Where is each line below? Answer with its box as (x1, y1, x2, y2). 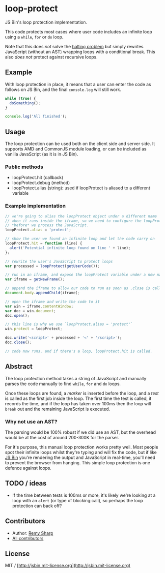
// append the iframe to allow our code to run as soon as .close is (5, 286, 151, 291)
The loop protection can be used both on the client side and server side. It (5, 141, 155, 147)
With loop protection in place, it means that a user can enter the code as (5, 81, 151, 87)
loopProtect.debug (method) (12, 180, 70, 186)
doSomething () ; (9, 100, 41, 106)
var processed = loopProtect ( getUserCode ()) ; (5, 264, 100, 269)
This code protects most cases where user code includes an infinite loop (5, 29, 152, 34)
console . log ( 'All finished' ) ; (5, 114, 67, 119)
